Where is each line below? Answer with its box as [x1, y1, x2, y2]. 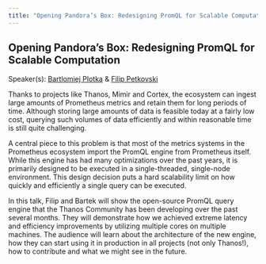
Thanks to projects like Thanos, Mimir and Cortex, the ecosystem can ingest [8, 90, 257, 99]
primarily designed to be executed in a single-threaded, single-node [8, 164, 231, 174]
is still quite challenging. [8, 124, 87, 133]
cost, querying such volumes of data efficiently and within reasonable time [8, 115, 252, 124]
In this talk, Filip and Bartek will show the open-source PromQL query [8, 196, 234, 206]
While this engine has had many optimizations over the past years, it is [8, 155, 238, 165]
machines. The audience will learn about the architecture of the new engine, [8, 230, 257, 239]
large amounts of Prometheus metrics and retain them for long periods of [8, 98, 247, 108]
